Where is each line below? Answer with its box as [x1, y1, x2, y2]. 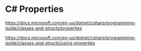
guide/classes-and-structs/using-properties [5, 40, 95, 46]
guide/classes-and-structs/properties [5, 25, 82, 31]
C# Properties [5, 3, 64, 15]
